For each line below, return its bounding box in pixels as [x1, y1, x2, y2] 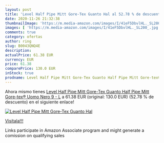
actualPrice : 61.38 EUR [5, 52, 54, 58]
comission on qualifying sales [5, 132, 65, 138]
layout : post [5, 7, 32, 12]
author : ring [5, 39, 32, 44]
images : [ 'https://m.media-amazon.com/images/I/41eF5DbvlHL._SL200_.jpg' [5, 25, 161, 30]
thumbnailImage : [5, 20, 38, 26]
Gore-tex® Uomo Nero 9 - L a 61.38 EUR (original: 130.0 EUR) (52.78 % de [5, 94, 154, 100]
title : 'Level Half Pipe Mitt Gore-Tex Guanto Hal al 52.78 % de [5, 12, 141, 17]
